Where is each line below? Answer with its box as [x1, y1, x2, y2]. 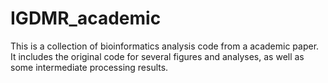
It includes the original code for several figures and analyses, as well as [10, 50, 305, 62]
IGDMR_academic [10, 7, 162, 30]
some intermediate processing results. [10, 61, 169, 73]
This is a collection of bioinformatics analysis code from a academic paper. [10, 40, 320, 52]
